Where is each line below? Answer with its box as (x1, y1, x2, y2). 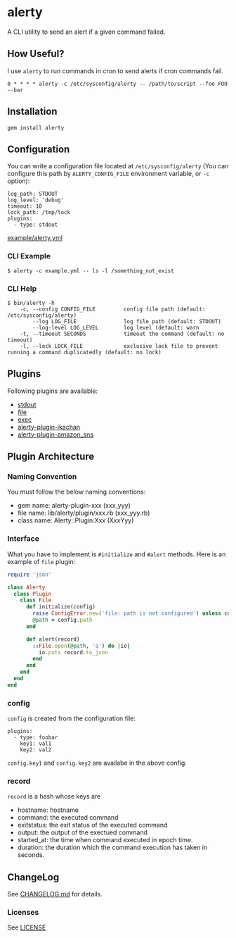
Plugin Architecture (7, 451, 95, 463)
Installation (7, 106, 58, 118)
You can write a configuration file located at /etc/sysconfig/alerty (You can (7, 162, 229, 170)
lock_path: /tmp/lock (7, 209, 71, 216)
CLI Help (7, 283, 37, 293)
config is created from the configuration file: (7, 714, 136, 723)
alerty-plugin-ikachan (17, 423, 81, 431)
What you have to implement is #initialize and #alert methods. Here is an (7, 550, 226, 558)
